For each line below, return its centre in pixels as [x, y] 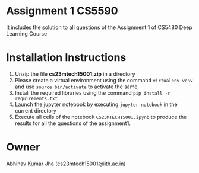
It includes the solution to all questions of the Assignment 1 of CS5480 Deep [99, 27]
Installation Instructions [66, 58]
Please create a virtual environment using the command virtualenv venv [104, 80]
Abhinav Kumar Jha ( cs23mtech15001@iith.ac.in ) [66, 164]
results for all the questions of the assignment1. [72, 123]
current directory [35, 110]
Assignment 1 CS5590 [62, 11]
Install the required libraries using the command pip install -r [92, 92]
